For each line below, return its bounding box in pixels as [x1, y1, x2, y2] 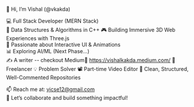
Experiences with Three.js [6, 35, 70, 41]
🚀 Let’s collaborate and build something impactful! [6, 95, 128, 101]
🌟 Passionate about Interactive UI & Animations [6, 41, 121, 48]
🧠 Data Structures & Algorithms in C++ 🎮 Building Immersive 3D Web [6, 27, 176, 33]
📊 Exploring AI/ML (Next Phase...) [6, 48, 90, 54]
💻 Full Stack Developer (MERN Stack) [6, 18, 99, 24]
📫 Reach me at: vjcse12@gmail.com [6, 86, 95, 93]
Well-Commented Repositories [6, 74, 81, 81]
